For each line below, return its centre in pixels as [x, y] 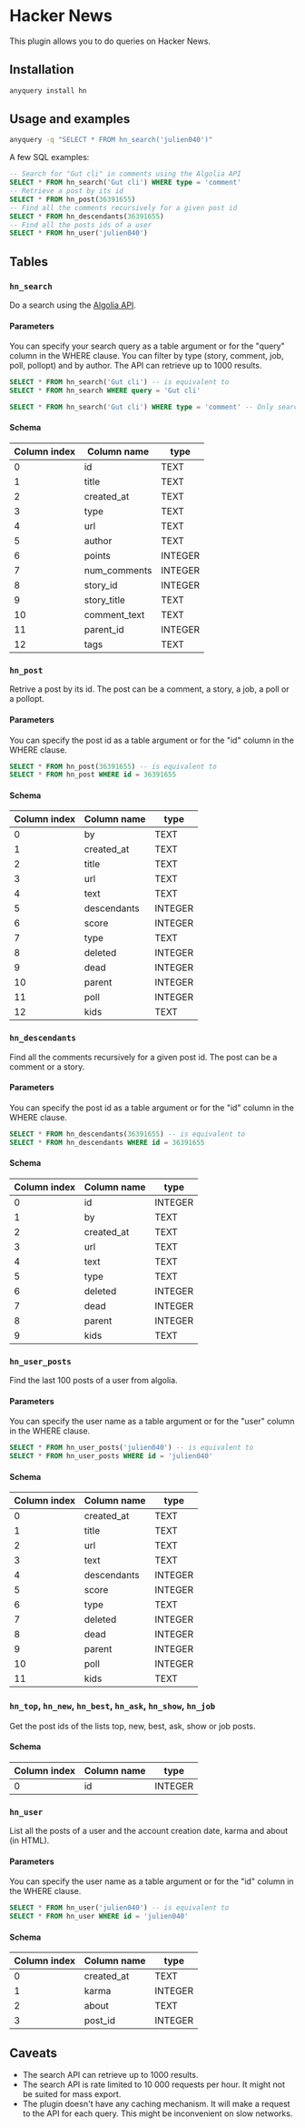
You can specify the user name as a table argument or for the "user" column [152, 1422]
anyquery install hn [49, 91]
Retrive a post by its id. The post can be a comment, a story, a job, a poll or [149, 689]
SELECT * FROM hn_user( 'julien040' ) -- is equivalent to [119, 1908]
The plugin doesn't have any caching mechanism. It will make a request [156, 2104]
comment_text [114, 615]
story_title [104, 600]
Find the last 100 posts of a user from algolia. [94, 1381]
